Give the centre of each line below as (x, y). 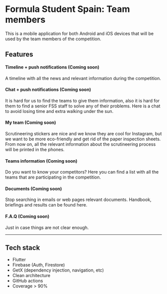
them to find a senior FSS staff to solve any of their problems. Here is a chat (83, 106)
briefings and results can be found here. (46, 205)
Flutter (19, 260)
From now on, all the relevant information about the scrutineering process (81, 144)
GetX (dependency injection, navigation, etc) (58, 270)
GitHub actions (28, 281)
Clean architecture (31, 276)
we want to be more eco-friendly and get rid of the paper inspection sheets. (83, 139)
